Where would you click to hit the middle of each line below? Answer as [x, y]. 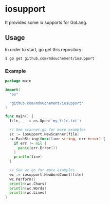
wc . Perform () [23, 179]
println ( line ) [28, 157]
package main [18, 81]
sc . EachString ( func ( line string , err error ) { [57, 139]
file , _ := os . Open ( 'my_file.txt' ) [46, 121]
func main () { [19, 116]
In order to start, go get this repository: [44, 49]
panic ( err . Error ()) [37, 148]
